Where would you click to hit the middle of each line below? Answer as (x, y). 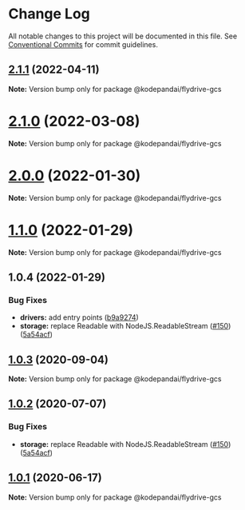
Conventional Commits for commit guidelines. (83, 44)
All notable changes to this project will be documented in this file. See (123, 36)
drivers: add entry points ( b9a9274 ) (79, 317)
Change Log (49, 14)
